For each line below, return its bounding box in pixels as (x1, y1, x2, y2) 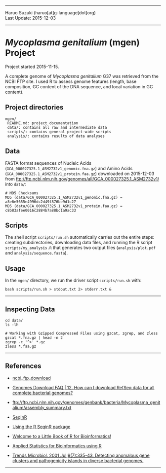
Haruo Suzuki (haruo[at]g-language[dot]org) (5, 10, 96, 15)
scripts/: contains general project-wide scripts (7, 129, 112, 134)
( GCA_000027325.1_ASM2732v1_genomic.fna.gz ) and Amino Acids (5, 165, 133, 171)
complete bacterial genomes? (12, 390, 73, 396)
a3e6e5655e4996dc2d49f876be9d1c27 (5, 199, 77, 204)
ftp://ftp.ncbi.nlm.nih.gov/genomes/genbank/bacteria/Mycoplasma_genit (12, 399, 161, 405)
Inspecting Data (5, 305, 55, 313)
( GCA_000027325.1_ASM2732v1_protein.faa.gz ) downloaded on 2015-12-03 (5, 171, 155, 177)
